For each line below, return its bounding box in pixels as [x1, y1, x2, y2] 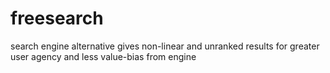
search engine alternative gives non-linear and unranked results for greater [10, 40, 320, 52]
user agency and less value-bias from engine [10, 50, 197, 62]
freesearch [10, 7, 104, 30]
